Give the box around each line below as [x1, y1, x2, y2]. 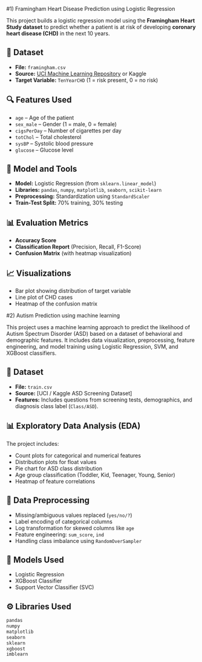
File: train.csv [15, 383, 53, 391]
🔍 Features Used [6, 95, 72, 105]
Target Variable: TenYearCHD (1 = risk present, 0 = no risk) [15, 76, 158, 84]
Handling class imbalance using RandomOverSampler [15, 537, 142, 544]
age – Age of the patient [15, 114, 74, 121]
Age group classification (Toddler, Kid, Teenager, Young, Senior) [15, 471, 175, 479]
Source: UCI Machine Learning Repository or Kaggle [15, 70, 147, 77]
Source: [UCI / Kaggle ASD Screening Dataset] [15, 389, 132, 397]
